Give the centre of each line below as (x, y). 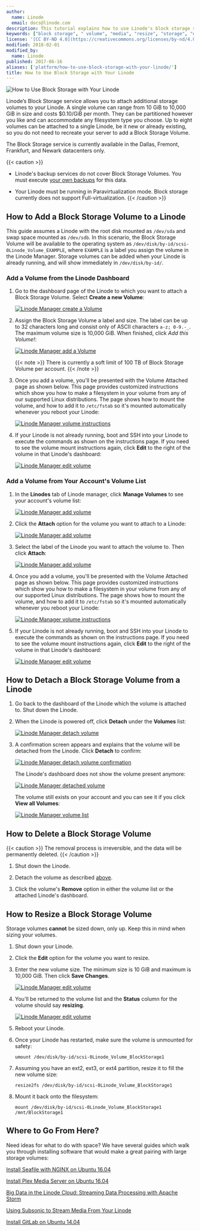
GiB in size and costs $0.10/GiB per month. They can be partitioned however (100, 114)
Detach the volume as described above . (64, 878)
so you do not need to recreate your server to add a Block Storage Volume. (98, 133)
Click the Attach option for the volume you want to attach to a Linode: (100, 523)
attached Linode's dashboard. (51, 896)
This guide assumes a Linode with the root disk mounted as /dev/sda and (96, 231)
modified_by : (22, 51)
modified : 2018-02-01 (33, 45)
